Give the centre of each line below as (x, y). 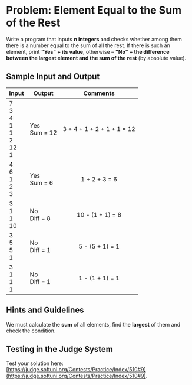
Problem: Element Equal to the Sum (94, 10)
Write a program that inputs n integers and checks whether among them (94, 39)
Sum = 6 (42, 182)
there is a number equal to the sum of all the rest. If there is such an (88, 45)
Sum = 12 (43, 132)
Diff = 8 (40, 218)
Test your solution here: (35, 363)
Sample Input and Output (53, 76)
